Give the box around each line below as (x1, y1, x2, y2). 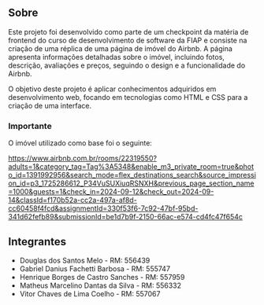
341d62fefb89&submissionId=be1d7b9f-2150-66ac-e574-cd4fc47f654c (8, 212, 243, 222)
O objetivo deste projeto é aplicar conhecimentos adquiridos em (8, 84, 217, 94)
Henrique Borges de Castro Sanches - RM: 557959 (19, 272, 185, 281)
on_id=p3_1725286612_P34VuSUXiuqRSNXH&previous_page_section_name (8, 178, 255, 188)
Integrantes (8, 235, 67, 248)
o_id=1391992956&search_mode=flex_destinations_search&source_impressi (8, 171, 256, 180)
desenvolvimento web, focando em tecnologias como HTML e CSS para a (8, 92, 248, 101)
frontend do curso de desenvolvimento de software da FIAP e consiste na (8, 35, 247, 45)
